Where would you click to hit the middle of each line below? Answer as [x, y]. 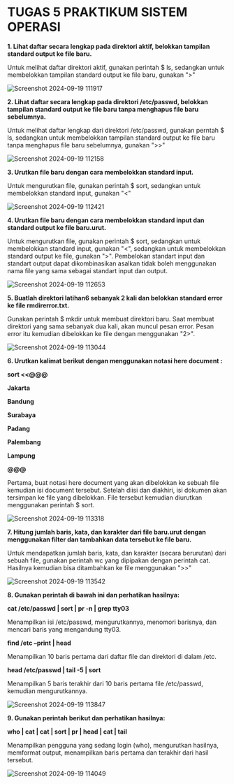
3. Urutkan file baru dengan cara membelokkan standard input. [101, 172]
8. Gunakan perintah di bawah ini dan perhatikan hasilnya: [94, 595]
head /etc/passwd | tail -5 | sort [54, 670]
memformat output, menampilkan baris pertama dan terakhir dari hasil [108, 753]
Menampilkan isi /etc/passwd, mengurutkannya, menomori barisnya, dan [112, 622]
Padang [19, 428]
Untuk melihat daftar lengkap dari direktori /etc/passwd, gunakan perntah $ [116, 130]
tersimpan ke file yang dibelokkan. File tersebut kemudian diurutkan [105, 498]
